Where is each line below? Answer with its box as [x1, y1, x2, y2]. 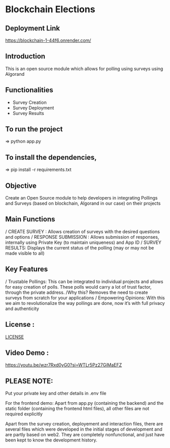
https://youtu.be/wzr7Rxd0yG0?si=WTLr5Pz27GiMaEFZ [5, 362, 122, 368]
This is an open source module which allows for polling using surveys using [5, 65, 163, 72]
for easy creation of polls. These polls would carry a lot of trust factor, [5, 284, 152, 290]
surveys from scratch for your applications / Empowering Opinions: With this [5, 294, 165, 301]
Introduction [5, 52, 46, 61]
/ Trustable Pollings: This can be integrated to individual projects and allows [5, 278, 163, 285]
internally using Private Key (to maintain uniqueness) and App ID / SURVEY [5, 239, 161, 245]
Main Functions [5, 215, 55, 223]
